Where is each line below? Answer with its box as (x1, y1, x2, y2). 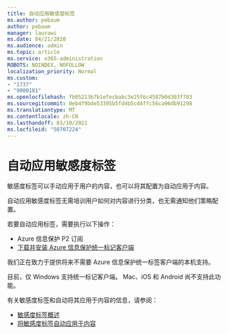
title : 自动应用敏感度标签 (7, 10, 76, 17)
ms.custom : (7, 74, 39, 82)
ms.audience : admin (7, 42, 63, 49)
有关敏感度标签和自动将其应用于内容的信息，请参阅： (7, 296, 158, 304)
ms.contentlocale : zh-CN (7, 113, 79, 120)
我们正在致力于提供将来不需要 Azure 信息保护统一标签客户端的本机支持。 (7, 258, 215, 266)
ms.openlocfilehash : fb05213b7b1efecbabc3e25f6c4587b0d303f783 (7, 94, 193, 101)
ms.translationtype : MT (7, 106, 76, 113)
